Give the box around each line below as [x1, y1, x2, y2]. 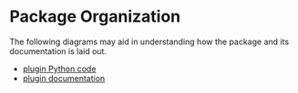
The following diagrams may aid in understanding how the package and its [9, 36, 290, 47]
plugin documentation [22, 72, 106, 83]
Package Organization [9, 6, 181, 27]
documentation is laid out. [9, 45, 108, 56]
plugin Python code [22, 63, 97, 74]
